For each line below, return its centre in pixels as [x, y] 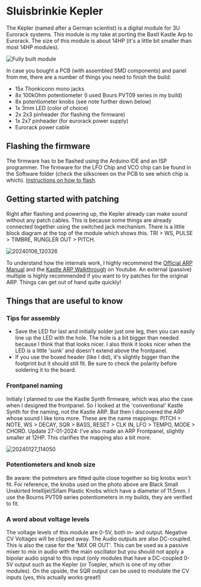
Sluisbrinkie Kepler [55, 11]
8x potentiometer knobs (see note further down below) [83, 102]
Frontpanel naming [35, 386]
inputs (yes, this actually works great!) [54, 577]
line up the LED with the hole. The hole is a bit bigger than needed [97, 338]
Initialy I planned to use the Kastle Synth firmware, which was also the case [100, 399]
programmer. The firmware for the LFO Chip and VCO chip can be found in [99, 167]
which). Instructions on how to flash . [51, 180]
